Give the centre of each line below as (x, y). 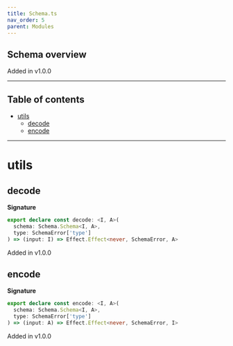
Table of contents (46, 99)
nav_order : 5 (26, 20)
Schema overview (47, 54)
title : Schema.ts (32, 13)
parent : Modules (31, 26)
